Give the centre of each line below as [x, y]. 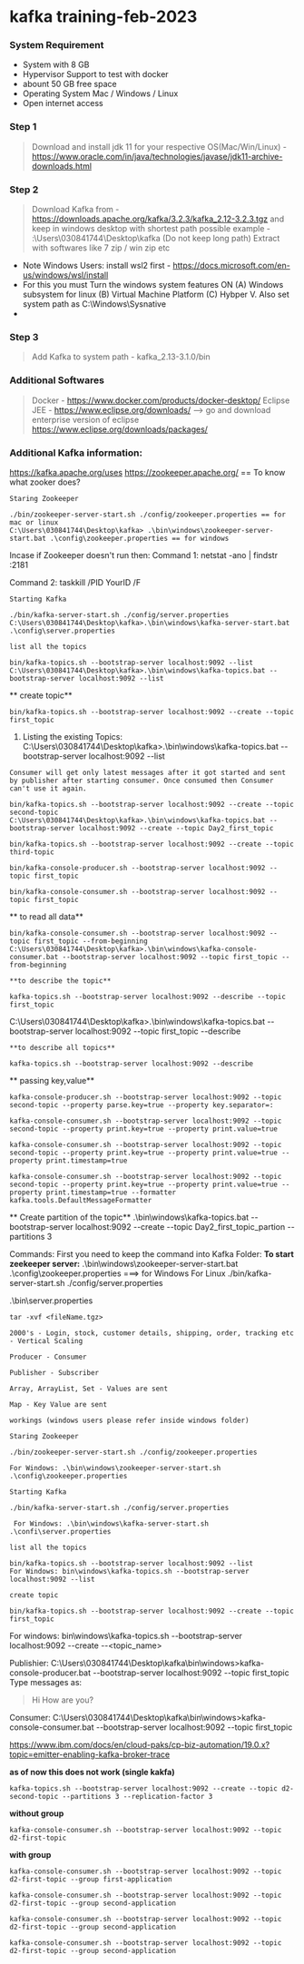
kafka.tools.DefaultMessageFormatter [81, 1200]
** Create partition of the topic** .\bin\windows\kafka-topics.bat [129, 1217]
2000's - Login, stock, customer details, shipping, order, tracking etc [152, 1333]
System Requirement [57, 45]
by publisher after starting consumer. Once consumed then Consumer [142, 781]
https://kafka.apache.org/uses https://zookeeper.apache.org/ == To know [147, 472]
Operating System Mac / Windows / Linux [100, 93]
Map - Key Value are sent [58, 1404]
